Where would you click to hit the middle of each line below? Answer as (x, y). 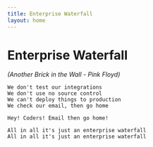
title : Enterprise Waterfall (50, 14)
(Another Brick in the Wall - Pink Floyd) (64, 75)
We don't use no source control (55, 94)
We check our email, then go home (58, 106)
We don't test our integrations (55, 88)
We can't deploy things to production (64, 100)
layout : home (26, 20)
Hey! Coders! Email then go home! (58, 118)
